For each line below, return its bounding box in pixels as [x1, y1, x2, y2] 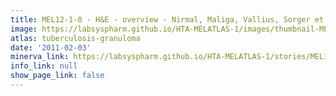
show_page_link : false [10, 71, 105, 81]
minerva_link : [10, 52, 70, 62]
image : [10, 24, 38, 34]
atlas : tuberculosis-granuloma [10, 33, 141, 43]
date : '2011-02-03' [10, 42, 92, 53]
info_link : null [10, 61, 78, 71]
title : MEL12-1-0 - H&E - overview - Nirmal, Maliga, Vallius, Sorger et [10, 14, 325, 25]
